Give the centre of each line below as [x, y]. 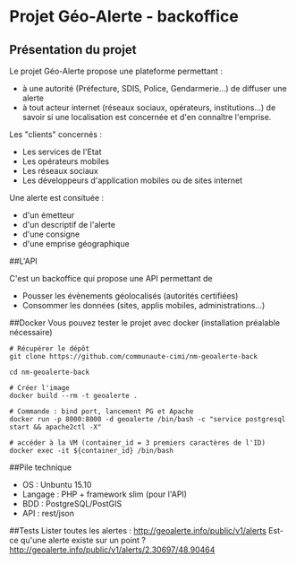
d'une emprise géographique [76, 243]
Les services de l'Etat [62, 152]
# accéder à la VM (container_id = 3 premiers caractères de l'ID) [138, 443]
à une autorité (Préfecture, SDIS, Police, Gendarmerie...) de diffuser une [155, 88]
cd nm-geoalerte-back [50, 372]
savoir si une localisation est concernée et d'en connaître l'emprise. [147, 117]
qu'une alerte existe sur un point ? [83, 540]
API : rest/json [48, 513]
